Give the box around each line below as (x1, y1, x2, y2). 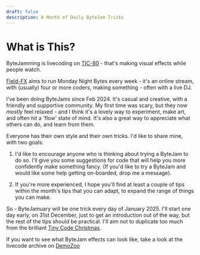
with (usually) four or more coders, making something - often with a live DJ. (6, 84, 192, 91)
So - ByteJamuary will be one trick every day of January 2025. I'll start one (6, 205, 191, 213)
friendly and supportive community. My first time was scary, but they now (6, 102, 188, 109)
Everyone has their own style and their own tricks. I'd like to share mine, (6, 133, 183, 140)
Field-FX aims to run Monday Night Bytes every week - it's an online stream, (6, 78, 194, 85)
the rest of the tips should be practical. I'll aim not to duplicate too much (6, 218, 183, 225)
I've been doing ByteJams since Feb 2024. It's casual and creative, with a (6, 96, 187, 103)
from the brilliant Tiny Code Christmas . (6, 225, 101, 232)
